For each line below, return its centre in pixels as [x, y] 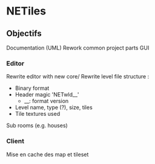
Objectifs [24, 33]
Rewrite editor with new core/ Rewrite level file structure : [78, 77]
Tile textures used [38, 114]
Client [15, 141]
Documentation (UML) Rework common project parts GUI [78, 48]
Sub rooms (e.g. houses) [37, 125]
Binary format [32, 88]
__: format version [46, 101]
